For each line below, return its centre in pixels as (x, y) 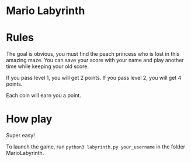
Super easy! (20, 136)
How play (29, 119)
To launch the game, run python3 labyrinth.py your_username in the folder (96, 147)
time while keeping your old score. (48, 66)
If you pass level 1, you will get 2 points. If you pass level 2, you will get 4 (94, 78)
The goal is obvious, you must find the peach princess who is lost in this (93, 54)
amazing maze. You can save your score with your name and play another (95, 60)
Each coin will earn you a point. (44, 96)
